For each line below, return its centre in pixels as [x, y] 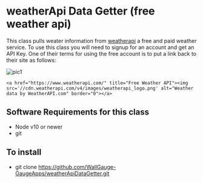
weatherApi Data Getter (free [81, 11]
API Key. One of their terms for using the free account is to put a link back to [101, 53]
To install [24, 152]
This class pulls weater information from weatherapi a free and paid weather [101, 41]
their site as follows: [31, 60]
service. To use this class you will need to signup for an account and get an [100, 47]
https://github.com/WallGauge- [77, 167]
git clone [26, 167]
